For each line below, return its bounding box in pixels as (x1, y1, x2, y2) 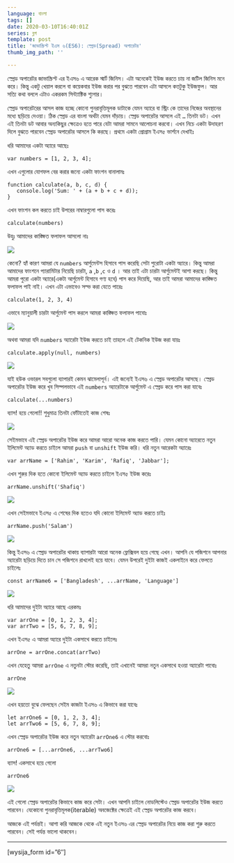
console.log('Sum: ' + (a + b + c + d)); (16, 187, 139, 194)
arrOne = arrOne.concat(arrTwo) (7, 648, 101, 655)
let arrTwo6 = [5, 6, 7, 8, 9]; (7, 720, 101, 727)
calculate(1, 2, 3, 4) (7, 296, 73, 303)
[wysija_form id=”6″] (7, 848, 66, 856)
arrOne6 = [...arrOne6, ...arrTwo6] (7, 746, 114, 753)
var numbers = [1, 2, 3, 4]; (7, 155, 92, 162)
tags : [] (7, 17, 33, 24)
